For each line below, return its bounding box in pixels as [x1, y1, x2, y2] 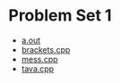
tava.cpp [21, 63, 55, 74]
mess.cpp [21, 54, 59, 64]
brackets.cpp [21, 44, 71, 54]
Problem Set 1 [8, 5, 113, 26]
